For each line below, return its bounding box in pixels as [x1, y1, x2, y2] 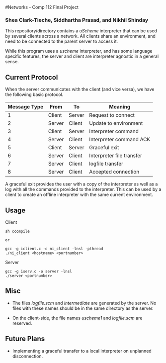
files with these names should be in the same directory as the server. [12, 305, 154, 311]
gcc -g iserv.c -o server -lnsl [5, 269, 72, 274]
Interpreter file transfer [89, 152, 143, 159]
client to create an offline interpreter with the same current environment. [5, 191, 153, 198]
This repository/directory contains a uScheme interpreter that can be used [5, 28, 158, 34]
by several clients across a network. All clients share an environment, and [5, 33, 156, 39]
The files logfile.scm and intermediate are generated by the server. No [12, 300, 157, 306]
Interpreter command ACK [89, 136, 151, 143]
